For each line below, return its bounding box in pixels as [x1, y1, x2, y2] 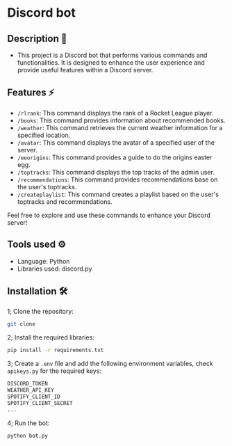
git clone [7, 321, 36, 328]
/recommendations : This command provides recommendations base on [17, 175, 218, 184]
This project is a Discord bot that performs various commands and [17, 51, 208, 59]
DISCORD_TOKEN [7, 381, 49, 388]
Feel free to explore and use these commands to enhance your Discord [7, 211, 210, 219]
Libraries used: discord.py [17, 264, 92, 273]
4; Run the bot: [7, 419, 50, 427]
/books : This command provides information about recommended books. [17, 116, 226, 125]
